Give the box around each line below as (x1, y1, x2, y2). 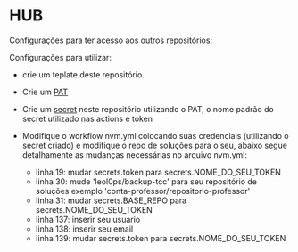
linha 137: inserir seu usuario (35, 214, 141, 224)
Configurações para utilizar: (9, 52, 112, 62)
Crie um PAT (21, 86, 69, 97)
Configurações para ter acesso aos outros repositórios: (9, 35, 212, 45)
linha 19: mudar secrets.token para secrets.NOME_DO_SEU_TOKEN (35, 167, 281, 177)
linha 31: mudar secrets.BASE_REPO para (35, 195, 187, 206)
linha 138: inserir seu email (35, 224, 134, 234)
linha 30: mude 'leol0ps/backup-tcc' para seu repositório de (35, 175, 257, 187)
